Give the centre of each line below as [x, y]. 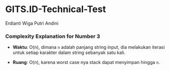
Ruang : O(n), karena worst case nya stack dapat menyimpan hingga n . [86, 62]
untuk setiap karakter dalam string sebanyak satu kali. [69, 53]
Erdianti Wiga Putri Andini [32, 23]
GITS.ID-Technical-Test [56, 9]
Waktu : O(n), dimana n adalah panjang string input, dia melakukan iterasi [89, 47]
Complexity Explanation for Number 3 [53, 36]
